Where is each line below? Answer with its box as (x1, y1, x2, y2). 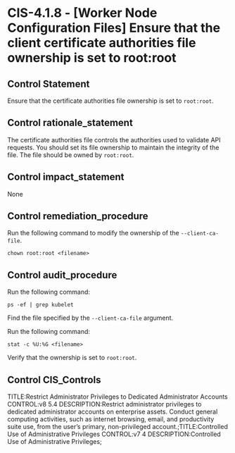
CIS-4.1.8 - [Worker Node (7, 5, 158, 21)
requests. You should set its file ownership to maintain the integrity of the (7, 143, 220, 151)
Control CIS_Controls (7, 373, 101, 385)
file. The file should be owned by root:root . (7, 150, 134, 159)
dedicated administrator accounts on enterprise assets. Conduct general (7, 407, 218, 416)
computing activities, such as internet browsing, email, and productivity (7, 415, 215, 423)
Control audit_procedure (7, 269, 118, 281)
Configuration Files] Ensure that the (7, 20, 220, 36)
